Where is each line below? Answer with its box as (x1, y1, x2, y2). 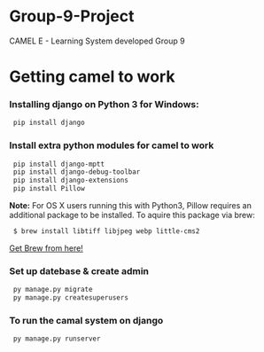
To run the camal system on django (9, 314, 164, 326)
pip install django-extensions (12, 176, 128, 185)
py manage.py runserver (12, 334, 101, 343)
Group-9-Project (9, 6, 135, 27)
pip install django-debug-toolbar (12, 168, 141, 176)
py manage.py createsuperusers (12, 293, 128, 302)
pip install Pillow (12, 184, 86, 193)
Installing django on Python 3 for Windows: (9, 98, 199, 111)
